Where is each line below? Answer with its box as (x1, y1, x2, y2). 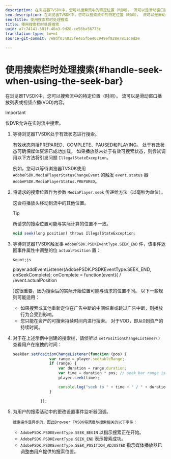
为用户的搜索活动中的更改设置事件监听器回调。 (12, 408, 111, 415)
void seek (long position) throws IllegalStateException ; (12, 231, 136, 236)
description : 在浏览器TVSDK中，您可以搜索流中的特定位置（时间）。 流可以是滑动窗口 (5, 7, 164, 13)
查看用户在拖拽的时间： (12, 341, 62, 348)
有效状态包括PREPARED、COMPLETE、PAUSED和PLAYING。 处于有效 (12, 142, 160, 148)
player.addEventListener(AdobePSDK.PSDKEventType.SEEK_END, (12, 266, 151, 272)
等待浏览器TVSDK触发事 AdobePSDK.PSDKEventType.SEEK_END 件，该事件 (12, 241, 161, 247)
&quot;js (12, 257, 32, 262)
